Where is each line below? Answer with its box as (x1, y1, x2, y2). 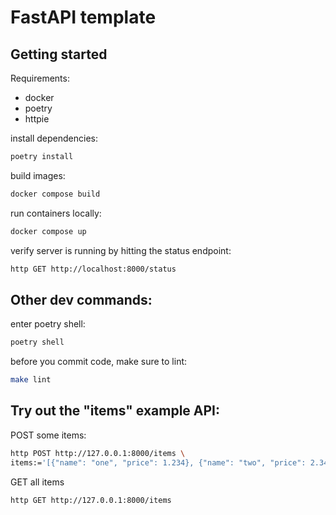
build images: (10, 169, 66, 181)
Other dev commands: (10, 291, 153, 308)
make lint (10, 375, 52, 385)
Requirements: (10, 72, 70, 84)
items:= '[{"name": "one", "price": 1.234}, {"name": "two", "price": (10, 457, 307, 468)
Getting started (10, 46, 108, 63)
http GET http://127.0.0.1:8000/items (10, 495, 172, 505)
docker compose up (10, 226, 87, 236)
